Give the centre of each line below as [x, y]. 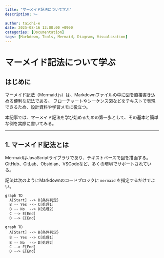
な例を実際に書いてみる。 [31, 123]
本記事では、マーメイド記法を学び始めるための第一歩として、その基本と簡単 [82, 117]
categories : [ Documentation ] [35, 32]
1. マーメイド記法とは [37, 145]
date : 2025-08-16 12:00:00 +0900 [39, 28]
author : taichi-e [23, 23]
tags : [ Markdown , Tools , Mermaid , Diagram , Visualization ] [66, 37]
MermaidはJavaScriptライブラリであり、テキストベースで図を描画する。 [78, 157]
